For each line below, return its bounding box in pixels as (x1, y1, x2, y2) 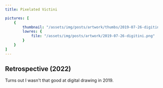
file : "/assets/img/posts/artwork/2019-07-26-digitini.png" (31, 34, 155, 38)
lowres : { (22, 29, 42, 34)
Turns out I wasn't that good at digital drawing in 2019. (5, 77, 114, 83)
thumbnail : (22, 25, 45, 29)
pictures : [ (5, 15, 29, 21)
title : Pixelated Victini (5, 7, 57, 12)
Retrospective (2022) (5, 65, 71, 73)
